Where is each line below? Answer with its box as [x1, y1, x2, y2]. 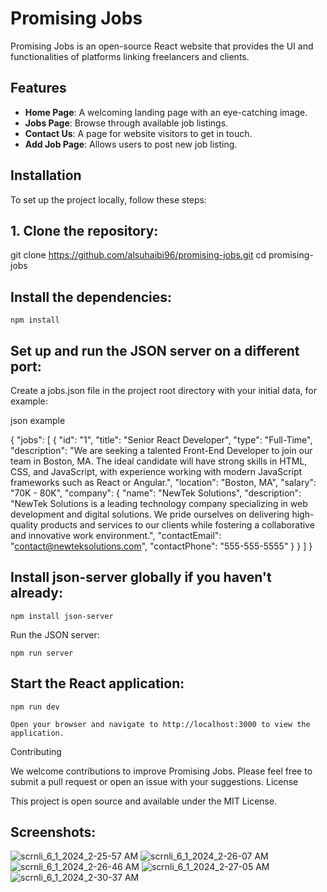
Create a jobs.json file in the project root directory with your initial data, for [10, 385, 317, 396]
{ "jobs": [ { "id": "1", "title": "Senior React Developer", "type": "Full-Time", [10, 434, 313, 446]
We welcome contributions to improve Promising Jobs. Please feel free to [10, 765, 313, 777]
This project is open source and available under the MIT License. [10, 795, 278, 807]
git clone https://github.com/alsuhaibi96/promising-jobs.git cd [10, 249, 267, 261]
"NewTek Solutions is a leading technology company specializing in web [10, 498, 308, 509]
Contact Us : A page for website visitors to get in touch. [24, 127, 253, 139]
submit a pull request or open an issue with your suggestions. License [10, 775, 299, 787]
